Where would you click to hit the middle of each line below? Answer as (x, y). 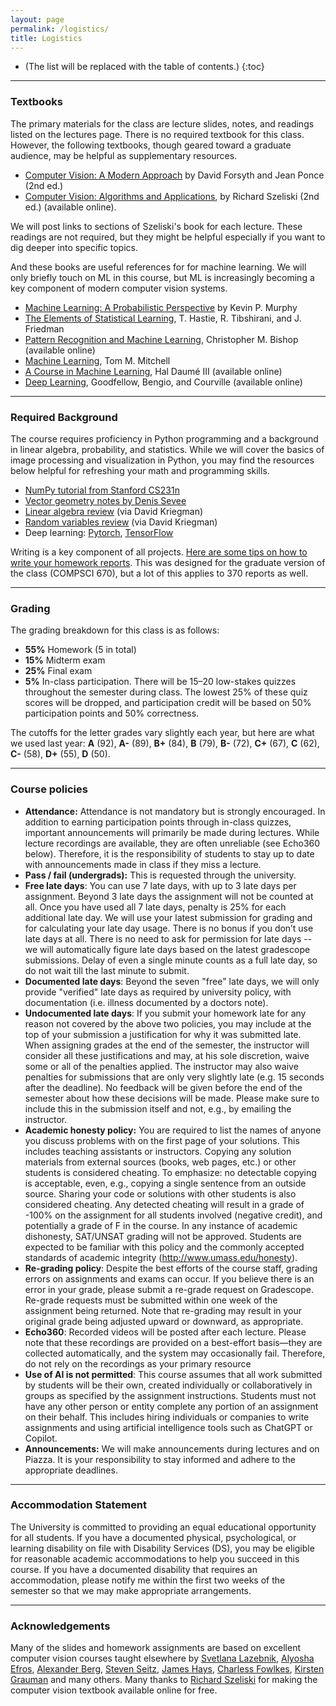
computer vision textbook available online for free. (114, 1690)
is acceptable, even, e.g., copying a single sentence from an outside (165, 1183)
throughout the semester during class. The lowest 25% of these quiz (166, 692)
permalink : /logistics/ (60, 29)
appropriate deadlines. (71, 1470)
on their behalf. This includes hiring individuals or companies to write (167, 1417)
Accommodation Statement (79, 1505)
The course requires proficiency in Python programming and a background (164, 438)
